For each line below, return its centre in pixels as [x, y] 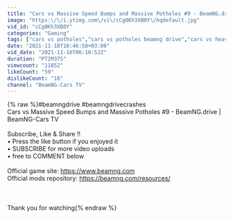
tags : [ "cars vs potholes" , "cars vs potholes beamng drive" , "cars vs [110, 40]
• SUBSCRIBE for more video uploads [61, 149]
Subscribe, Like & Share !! [44, 134]
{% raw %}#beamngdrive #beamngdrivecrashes [77, 104]
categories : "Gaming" [38, 33]
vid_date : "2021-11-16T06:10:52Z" [57, 53]
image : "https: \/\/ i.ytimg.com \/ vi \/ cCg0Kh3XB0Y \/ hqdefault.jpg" [103, 20]
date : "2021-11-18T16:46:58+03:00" [59, 46]
